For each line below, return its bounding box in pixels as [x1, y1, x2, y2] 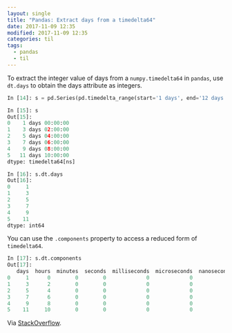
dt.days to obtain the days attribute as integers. [7, 81, 143, 90]
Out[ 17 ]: [7, 261, 32, 269]
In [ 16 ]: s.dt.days [7, 170, 64, 178]
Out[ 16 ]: [7, 177, 32, 184]
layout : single [7, 10, 51, 17]
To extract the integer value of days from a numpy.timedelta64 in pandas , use [7, 74, 224, 82]
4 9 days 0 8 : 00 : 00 [7, 145, 70, 152]
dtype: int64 [7, 222, 45, 229]
